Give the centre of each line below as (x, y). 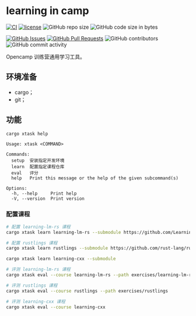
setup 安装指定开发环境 (38, 160)
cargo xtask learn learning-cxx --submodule (61, 259)
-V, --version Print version (48, 198)
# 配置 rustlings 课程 (32, 243)
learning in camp (48, 11)
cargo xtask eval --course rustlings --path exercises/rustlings (87, 291)
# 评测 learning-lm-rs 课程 (38, 270)
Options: (17, 188)
